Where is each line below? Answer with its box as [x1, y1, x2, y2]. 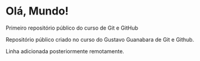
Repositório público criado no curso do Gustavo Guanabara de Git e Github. [5, 36, 195, 43]
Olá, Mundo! [5, 4, 69, 18]
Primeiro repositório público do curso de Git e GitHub [5, 24, 139, 31]
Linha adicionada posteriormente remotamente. [5, 47, 125, 55]
